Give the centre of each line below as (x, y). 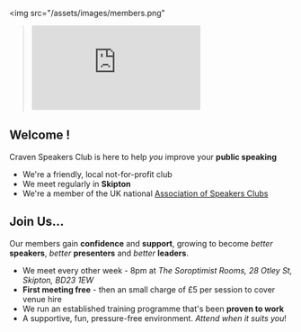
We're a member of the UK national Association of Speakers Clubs (145, 193)
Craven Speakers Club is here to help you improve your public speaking (143, 157)
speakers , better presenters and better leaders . (99, 253)
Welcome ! (40, 135)
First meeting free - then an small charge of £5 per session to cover (149, 289)
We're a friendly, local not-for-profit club (97, 174)
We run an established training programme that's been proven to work (153, 309)
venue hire (42, 299)
